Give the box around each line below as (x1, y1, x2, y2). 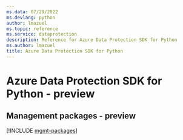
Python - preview (6, 87, 95, 100)
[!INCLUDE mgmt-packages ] (6, 127, 78, 134)
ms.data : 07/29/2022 (6, 8, 59, 15)
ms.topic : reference (6, 25, 59, 32)
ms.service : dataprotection (6, 31, 78, 37)
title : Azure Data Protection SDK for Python (6, 48, 123, 54)
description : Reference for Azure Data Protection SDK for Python (6, 37, 178, 43)
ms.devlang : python (6, 14, 56, 21)
